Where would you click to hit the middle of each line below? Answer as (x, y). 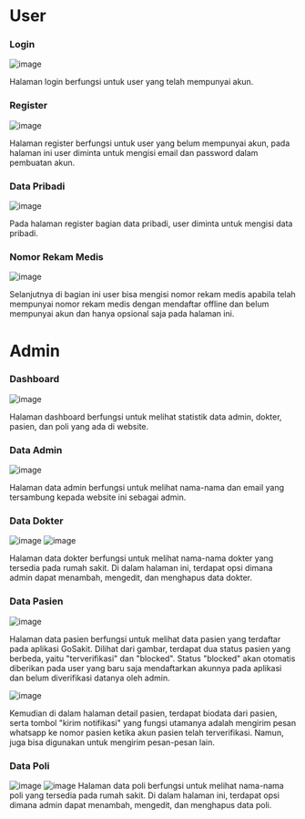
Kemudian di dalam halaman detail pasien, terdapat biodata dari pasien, (143, 713)
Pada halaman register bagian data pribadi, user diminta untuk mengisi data (151, 223)
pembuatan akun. (42, 162)
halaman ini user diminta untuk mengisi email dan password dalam (134, 152)
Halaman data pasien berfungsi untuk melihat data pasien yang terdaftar (145, 638)
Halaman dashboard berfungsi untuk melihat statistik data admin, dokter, (146, 417)
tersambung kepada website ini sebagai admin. (98, 497)
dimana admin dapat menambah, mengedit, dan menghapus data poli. (141, 805)
